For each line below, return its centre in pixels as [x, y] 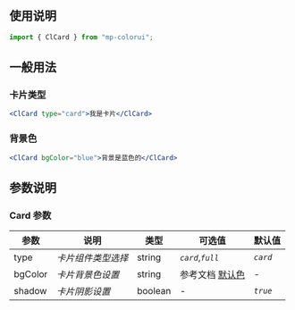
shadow [30, 291]
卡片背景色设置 [88, 275]
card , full [199, 257]
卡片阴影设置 [84, 291]
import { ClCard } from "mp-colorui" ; [81, 37]
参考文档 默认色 [213, 275]
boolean [154, 291]
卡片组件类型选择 [93, 258]
